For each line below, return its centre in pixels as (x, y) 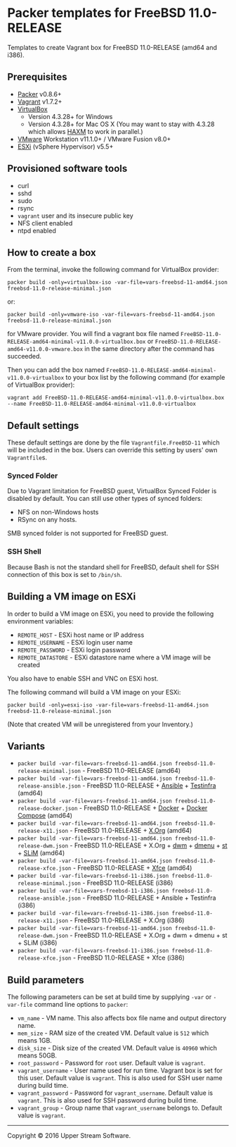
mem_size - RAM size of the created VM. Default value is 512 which (113, 1033)
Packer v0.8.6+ (39, 94)
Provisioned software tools (67, 169)
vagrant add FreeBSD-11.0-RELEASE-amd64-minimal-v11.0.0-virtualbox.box (116, 398)
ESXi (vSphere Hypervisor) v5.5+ (65, 147)
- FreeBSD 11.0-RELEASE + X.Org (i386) (127, 920)
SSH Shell (25, 552)
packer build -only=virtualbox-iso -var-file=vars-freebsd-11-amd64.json (118, 283)
